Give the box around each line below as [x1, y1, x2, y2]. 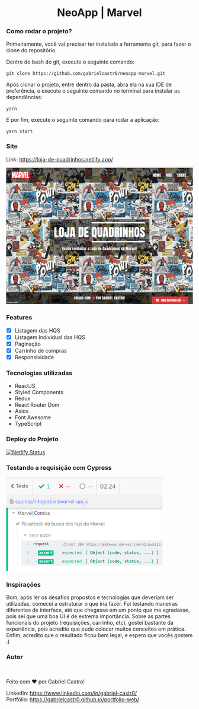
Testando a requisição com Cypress [6, 463, 112, 471]
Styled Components [14, 389, 64, 396]
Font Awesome [14, 414, 52, 421]
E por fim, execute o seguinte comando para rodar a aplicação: [6, 116, 160, 124]
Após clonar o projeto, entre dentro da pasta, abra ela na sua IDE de [6, 81, 172, 88]
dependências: [6, 94, 43, 101]
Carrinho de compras [14, 347, 67, 354]
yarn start [6, 128, 33, 135]
